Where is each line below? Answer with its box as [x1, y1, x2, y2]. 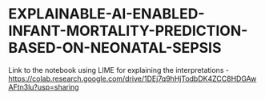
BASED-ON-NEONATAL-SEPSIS [8, 39, 222, 57]
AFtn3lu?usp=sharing [8, 82, 79, 92]
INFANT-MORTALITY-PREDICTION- [8, 22, 248, 40]
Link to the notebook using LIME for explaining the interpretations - [8, 65, 230, 74]
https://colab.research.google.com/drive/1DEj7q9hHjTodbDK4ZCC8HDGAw [8, 74, 257, 83]
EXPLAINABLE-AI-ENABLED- [8, 5, 205, 23]
